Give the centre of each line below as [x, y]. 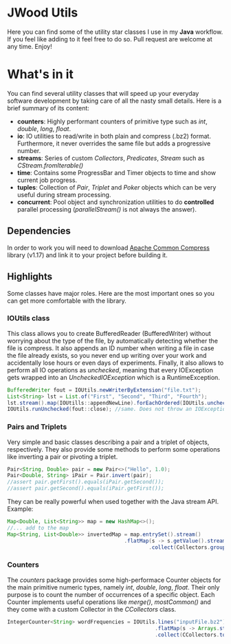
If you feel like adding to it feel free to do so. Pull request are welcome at [110, 39]
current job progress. [47, 180]
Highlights [30, 277]
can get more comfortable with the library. [67, 301]
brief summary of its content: [48, 108]
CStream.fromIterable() [50, 165]
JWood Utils [43, 13]
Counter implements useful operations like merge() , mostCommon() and [109, 602]
